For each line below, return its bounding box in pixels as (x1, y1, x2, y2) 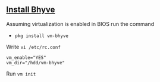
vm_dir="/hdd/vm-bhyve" (6, 60, 65, 65)
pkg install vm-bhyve (14, 32, 68, 39)
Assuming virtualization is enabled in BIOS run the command (6, 20, 155, 27)
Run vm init (6, 70, 36, 77)
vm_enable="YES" (6, 54, 46, 61)
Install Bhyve (6, 5, 55, 15)
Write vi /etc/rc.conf (6, 43, 61, 50)
